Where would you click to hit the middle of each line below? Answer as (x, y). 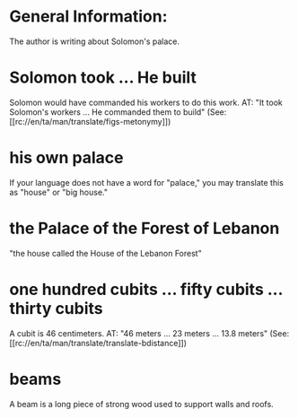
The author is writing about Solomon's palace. (95, 41)
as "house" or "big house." (58, 192)
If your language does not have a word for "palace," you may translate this (147, 182)
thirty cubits (56, 308)
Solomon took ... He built (103, 78)
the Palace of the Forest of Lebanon (145, 228)
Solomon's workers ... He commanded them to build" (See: (118, 112)
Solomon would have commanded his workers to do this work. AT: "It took (146, 102)
